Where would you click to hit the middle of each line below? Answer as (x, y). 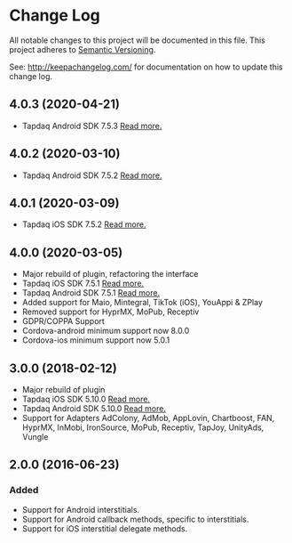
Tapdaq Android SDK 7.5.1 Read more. (91, 293)
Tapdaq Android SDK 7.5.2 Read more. (92, 175)
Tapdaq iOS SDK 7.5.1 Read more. (83, 284)
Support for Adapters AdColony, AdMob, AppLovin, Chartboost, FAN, (148, 418)
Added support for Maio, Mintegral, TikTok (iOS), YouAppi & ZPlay (142, 303)
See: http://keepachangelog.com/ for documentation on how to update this (146, 67)
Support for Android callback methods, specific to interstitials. (135, 519)
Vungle (35, 437)
